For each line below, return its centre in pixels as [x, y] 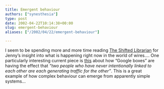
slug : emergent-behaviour [31, 28]
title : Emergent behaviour [33, 9]
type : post [16, 18]
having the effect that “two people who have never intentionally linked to [78, 66]
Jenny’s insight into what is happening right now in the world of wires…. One [82, 55]
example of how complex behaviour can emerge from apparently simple [78, 76]
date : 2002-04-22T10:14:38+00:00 [39, 23]
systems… [15, 81]
